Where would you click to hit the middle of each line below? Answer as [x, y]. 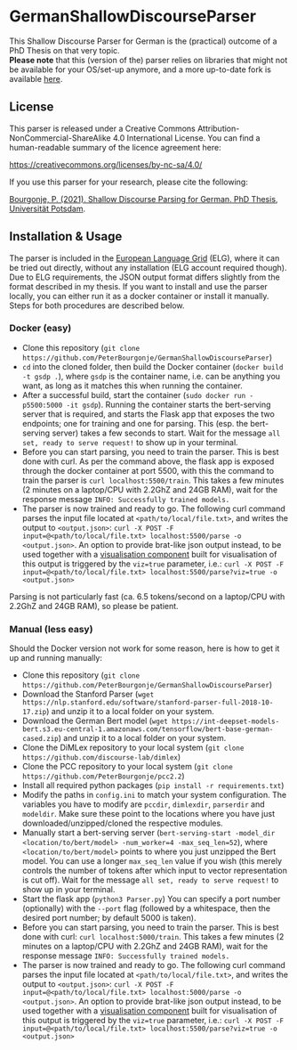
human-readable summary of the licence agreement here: [115, 147]
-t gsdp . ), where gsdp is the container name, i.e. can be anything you [151, 376]
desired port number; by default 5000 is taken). [109, 918]
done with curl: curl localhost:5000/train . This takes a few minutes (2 [153, 937]
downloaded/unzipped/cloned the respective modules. [123, 823]
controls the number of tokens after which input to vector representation [154, 871]
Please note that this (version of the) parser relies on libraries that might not [148, 60]
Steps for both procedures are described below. [97, 305]
